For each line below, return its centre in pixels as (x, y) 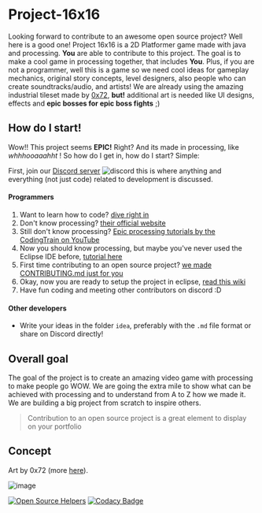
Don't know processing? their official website (93, 223)
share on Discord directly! (61, 334)
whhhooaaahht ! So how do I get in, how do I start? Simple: (104, 155)
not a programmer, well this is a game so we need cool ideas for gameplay (129, 69)
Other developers (37, 308)
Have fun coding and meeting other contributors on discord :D (120, 290)
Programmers (31, 197)
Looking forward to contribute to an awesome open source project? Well (125, 36)
